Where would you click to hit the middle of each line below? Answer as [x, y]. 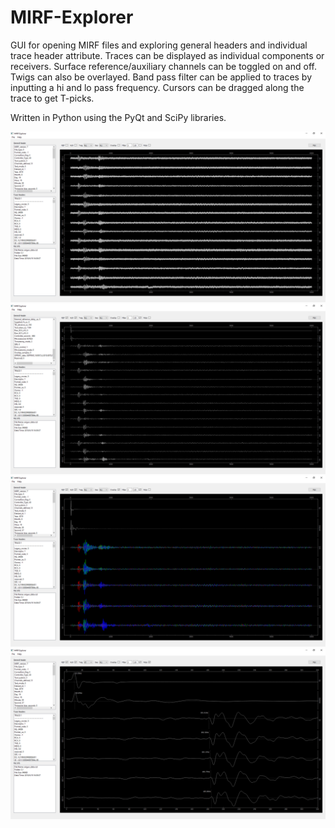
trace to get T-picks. [52, 98]
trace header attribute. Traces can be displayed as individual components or [167, 55]
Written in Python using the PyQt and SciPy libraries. [118, 117]
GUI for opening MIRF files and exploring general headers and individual [159, 45]
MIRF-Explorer [72, 17]
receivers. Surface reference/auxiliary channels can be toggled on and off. [163, 66]
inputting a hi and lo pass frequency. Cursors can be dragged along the [157, 87]
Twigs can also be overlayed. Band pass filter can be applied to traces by [161, 77]
